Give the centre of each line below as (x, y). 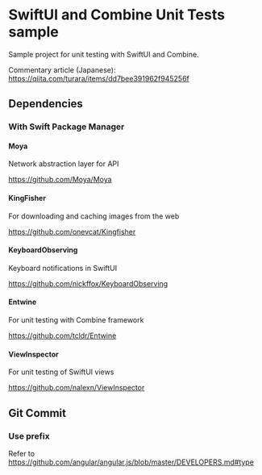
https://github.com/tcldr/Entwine (62, 335)
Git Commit (37, 413)
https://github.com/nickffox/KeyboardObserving (88, 283)
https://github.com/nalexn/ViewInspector (77, 388)
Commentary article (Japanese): (62, 69)
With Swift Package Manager (67, 127)
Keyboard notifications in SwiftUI (63, 268)
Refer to (21, 453)
